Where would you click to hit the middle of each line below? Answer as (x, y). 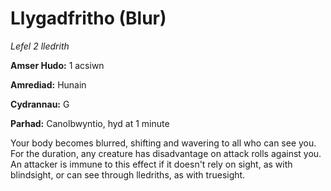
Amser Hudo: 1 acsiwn (57, 65)
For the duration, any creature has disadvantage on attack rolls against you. (166, 153)
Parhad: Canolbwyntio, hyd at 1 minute (90, 123)
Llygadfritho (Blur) (88, 18)
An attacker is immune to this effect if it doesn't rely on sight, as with (151, 164)
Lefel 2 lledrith (40, 46)
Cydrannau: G (40, 104)
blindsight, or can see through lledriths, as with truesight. (128, 174)
